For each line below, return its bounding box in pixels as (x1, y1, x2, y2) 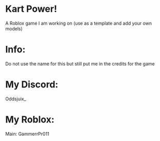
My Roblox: (5, 114, 55, 125)
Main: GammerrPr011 (5, 131, 50, 137)
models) (5, 25, 23, 31)
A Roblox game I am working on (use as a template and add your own (5, 20, 152, 26)
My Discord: (5, 79, 58, 91)
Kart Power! (5, 3, 57, 15)
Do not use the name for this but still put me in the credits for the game (5, 60, 155, 67)
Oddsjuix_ (5, 96, 27, 102)
